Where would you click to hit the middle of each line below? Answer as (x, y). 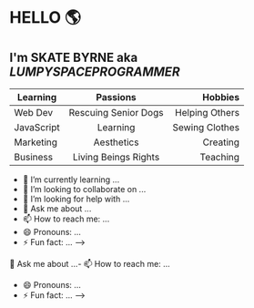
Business (33, 157)
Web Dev (33, 113)
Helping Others (207, 113)
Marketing (36, 142)
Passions (116, 97)
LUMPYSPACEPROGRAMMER (95, 72)
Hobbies (221, 97)
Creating (221, 142)
